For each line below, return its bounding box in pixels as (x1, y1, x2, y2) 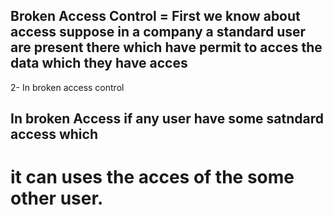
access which (10, 126, 98, 143)
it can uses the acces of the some (10, 166, 295, 189)
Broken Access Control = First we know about (10, 8, 301, 25)
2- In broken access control (10, 81, 125, 93)
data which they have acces (10, 55, 188, 72)
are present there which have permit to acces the (10, 39, 323, 56)
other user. (10, 187, 104, 210)
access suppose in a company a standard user (10, 24, 307, 41)
